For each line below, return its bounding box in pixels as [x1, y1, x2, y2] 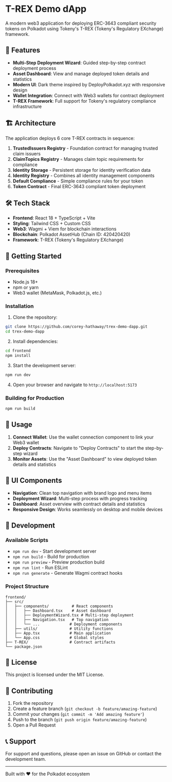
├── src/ [5, 599, 24, 604]
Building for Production [5, 394, 64, 402]
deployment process [12, 65, 56, 71]
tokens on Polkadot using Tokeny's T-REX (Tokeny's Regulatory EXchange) [5, 25, 164, 31]
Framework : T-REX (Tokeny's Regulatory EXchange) [12, 237, 124, 243]
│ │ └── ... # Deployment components [5, 622, 123, 627]
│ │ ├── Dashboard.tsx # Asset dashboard [5, 608, 111, 613]
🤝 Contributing [5, 686, 53, 695]
